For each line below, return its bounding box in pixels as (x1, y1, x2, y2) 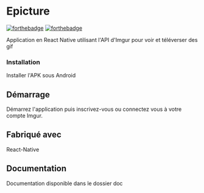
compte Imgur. (6, 112, 43, 119)
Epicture (6, 4, 50, 18)
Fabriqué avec (6, 130, 62, 140)
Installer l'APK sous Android (6, 72, 76, 79)
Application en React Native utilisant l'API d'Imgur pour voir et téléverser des (6, 36, 198, 43)
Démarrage (6, 89, 50, 100)
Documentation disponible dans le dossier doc (6, 180, 123, 187)
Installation (6, 58, 41, 66)
